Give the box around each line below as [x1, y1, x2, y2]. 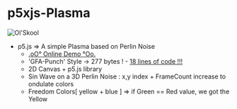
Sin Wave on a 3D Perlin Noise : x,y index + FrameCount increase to [28, 72, 226, 81]
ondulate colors [28, 79, 74, 88]
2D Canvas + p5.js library [28, 64, 103, 73]
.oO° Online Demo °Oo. [28, 50, 96, 58]
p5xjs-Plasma [7, 5, 91, 21]
